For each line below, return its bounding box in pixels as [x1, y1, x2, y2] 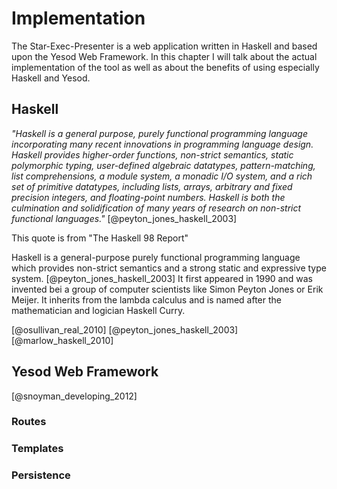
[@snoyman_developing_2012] [11, 390, 138, 402]
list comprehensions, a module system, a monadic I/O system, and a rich [11, 170, 313, 182]
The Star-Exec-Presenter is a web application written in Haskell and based [11, 40, 318, 52]
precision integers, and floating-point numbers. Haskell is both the [11, 191, 286, 203]
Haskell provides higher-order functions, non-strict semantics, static [11, 148, 294, 161]
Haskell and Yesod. [11, 72, 91, 84]
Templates [11, 442, 64, 456]
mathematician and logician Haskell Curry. [11, 304, 186, 316]
